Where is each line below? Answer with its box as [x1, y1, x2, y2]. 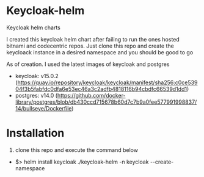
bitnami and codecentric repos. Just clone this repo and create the [6, 42, 174, 49]
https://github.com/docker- [57, 92, 126, 99]
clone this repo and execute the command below [15, 146, 139, 153]
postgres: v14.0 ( [15, 92, 58, 99]
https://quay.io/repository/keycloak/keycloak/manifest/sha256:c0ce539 [17, 79, 198, 86]
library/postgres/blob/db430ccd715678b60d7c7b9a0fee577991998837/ [15, 98, 197, 106]
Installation [6, 126, 65, 140]
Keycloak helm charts [6, 24, 61, 31]
